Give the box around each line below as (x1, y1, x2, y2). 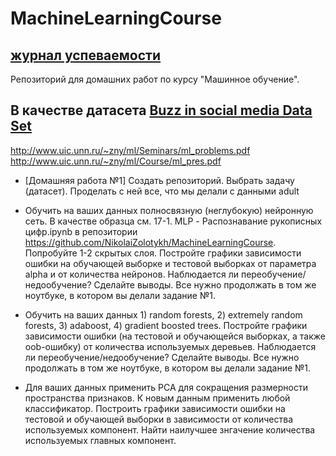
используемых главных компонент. (24, 434, 177, 446)
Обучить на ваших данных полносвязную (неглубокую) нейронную (24, 204, 314, 216)
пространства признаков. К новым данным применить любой (24, 392, 291, 404)
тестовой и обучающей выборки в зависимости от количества (24, 413, 294, 425)
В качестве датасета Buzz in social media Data (10, 102, 313, 119)
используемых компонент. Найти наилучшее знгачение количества (24, 423, 316, 436)
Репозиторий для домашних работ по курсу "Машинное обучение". (10, 73, 300, 85)
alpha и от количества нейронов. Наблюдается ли (24, 268, 239, 280)
